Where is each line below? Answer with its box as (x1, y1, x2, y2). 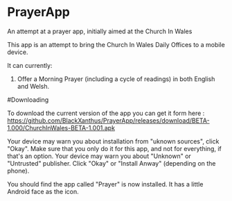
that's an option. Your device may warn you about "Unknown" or (7, 152, 192, 160)
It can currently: (7, 61, 53, 69)
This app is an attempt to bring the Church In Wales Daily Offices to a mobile (7, 40, 225, 49)
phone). (7, 166, 30, 175)
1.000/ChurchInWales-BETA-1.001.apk (7, 123, 116, 132)
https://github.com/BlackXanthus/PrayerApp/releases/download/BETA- (7, 116, 210, 125)
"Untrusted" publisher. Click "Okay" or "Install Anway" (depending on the (7, 159, 216, 167)
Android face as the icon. (7, 187, 79, 195)
